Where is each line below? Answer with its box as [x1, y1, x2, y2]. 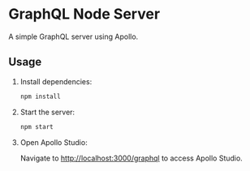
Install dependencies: [19, 76, 93, 86]
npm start [19, 122, 54, 130]
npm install [19, 92, 61, 100]
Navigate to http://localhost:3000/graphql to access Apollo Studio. [19, 153, 244, 163]
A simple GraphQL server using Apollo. [8, 32, 139, 41]
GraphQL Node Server [8, 5, 161, 24]
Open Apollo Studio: [19, 137, 88, 147]
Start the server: [19, 107, 75, 117]
